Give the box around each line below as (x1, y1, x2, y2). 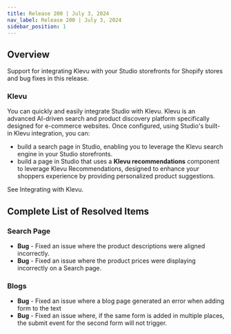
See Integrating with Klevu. (7, 185, 84, 194)
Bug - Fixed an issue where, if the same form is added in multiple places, (17, 312, 225, 320)
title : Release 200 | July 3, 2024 (7, 10, 110, 17)
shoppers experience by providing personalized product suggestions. (17, 172, 215, 180)
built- (205, 122, 221, 130)
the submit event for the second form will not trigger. (17, 319, 168, 327)
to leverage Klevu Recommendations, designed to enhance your (17, 165, 200, 173)
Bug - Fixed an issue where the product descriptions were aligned (17, 242, 205, 250)
